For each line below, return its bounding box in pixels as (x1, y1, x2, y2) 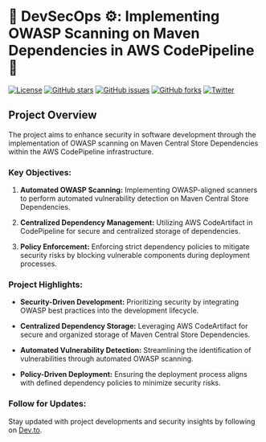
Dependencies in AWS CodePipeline (8, 42, 255, 59)
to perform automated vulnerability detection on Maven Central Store (19, 194, 249, 203)
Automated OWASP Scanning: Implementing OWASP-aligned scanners (19, 185, 258, 195)
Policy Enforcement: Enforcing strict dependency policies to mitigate (19, 242, 250, 252)
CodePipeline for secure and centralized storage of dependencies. (19, 227, 241, 236)
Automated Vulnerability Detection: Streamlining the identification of (19, 346, 252, 355)
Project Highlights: (8, 279, 83, 290)
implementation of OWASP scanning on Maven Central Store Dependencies (8, 138, 259, 148)
